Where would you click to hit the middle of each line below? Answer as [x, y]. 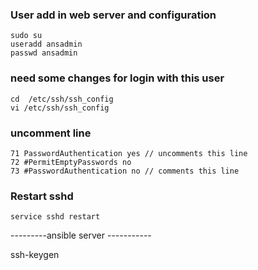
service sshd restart [55, 217]
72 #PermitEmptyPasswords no [71, 162]
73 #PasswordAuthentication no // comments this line [125, 171]
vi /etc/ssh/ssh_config [60, 108]
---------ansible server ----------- [81, 235]
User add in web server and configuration [113, 15]
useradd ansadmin [46, 44]
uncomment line [51, 133]
